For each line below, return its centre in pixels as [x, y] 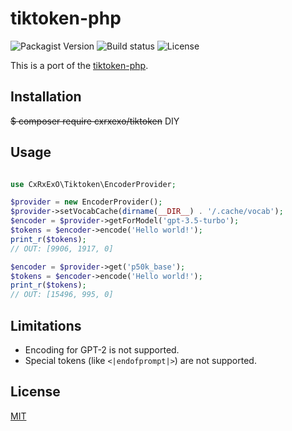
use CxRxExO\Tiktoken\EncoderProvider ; [93, 184]
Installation [46, 97]
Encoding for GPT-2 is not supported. [102, 350]
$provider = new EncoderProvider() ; [86, 202]
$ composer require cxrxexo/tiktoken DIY [95, 121]
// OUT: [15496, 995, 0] [62, 295]
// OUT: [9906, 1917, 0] [62, 248]
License [35, 392]
